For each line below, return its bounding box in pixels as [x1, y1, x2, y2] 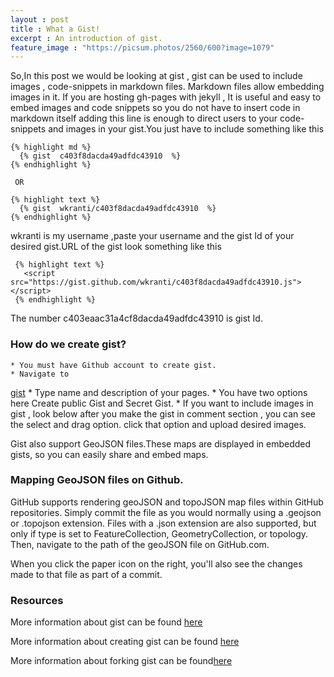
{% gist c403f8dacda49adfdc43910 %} [19, 151, 182, 161]
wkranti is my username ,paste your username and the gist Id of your [10, 230, 295, 242]
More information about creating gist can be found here [10, 636, 240, 648]
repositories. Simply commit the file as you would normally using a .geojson [10, 506, 322, 518]
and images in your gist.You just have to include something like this [48, 123, 325, 135]
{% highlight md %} [10, 142, 92, 153]
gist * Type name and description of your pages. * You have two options [10, 386, 308, 398]
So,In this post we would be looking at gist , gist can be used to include [10, 70, 303, 82]
